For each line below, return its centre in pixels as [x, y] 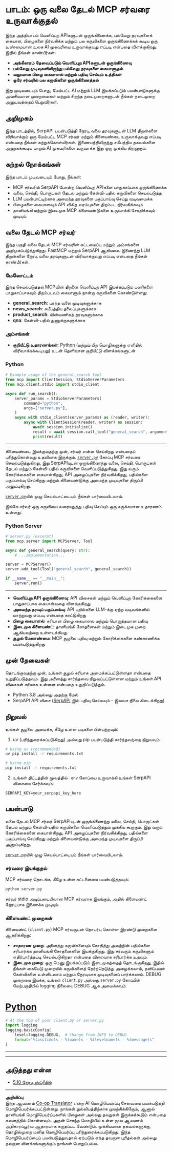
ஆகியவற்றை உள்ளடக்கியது [40, 632]
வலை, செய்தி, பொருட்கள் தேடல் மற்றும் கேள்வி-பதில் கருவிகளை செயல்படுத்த [87, 193]
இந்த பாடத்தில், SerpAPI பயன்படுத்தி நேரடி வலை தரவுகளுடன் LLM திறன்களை [81, 131]
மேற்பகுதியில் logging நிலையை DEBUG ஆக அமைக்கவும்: [70, 986]
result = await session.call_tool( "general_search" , [90, 432]
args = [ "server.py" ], [46, 408]
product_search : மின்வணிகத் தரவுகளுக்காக [58, 314]
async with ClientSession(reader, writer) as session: [83, 422]
